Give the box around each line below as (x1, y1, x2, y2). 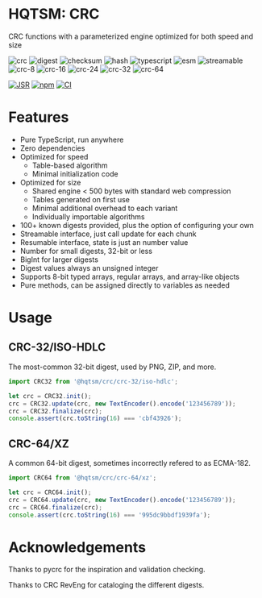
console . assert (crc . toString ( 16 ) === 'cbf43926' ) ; (8, 414, 182, 423)
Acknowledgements (8, 538, 147, 556)
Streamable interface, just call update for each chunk (19, 229, 197, 239)
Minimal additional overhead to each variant (31, 203, 178, 213)
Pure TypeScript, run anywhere (19, 135, 124, 144)
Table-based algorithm (31, 160, 108, 170)
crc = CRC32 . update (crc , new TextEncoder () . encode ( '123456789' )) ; (8, 400, 236, 408)
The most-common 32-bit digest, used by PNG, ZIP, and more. (8, 362, 217, 372)
